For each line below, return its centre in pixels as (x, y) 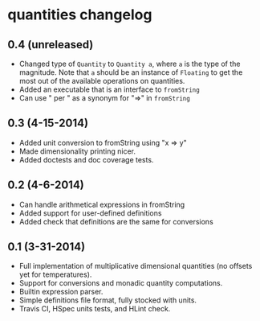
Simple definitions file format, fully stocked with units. (108, 300)
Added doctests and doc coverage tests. (86, 159)
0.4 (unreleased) (51, 45)
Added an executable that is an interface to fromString (109, 89)
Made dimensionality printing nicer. (77, 151)
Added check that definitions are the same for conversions (116, 221)
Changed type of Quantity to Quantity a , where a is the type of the (130, 64)
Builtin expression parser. (61, 292)
